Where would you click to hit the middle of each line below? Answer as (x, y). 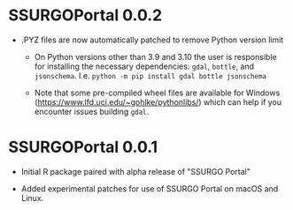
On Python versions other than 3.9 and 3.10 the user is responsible (155, 56)
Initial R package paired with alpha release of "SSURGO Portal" (136, 171)
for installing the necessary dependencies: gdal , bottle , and (144, 66)
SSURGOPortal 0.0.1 (83, 147)
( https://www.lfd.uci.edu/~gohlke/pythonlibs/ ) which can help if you (158, 101)
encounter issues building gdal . (92, 111)
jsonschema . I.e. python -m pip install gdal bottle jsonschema (150, 75)
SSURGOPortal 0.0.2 (85, 15)
